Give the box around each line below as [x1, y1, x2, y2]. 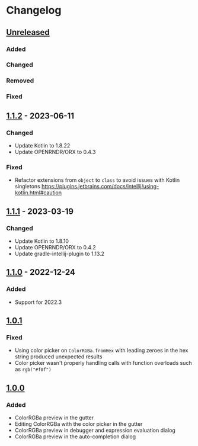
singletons [14, 183, 40, 190]
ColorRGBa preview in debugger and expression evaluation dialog [14, 427, 176, 434]
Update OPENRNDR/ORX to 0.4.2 [14, 243, 96, 251]
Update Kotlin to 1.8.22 [14, 142, 71, 149]
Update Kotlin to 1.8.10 [14, 238, 69, 245]
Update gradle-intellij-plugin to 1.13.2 [14, 250, 105, 257]
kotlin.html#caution [14, 189, 62, 196]
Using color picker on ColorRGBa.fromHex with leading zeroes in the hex [14, 347, 189, 354]
